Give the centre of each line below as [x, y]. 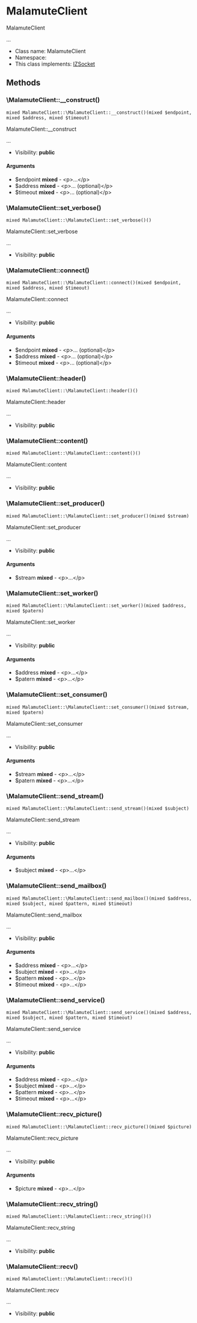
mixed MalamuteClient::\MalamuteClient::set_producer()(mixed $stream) [98, 516]
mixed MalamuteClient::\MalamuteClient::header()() [72, 391]
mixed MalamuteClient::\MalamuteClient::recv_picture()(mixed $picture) [99, 1127]
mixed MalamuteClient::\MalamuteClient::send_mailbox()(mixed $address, [99, 898]
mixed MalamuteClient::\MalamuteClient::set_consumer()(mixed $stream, [98, 707]
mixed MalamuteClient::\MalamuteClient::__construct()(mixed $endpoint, [99, 113]
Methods [23, 83]
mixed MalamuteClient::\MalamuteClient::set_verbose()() [79, 220]
